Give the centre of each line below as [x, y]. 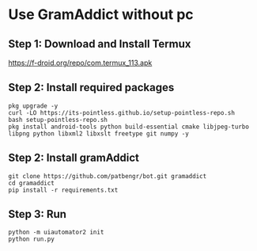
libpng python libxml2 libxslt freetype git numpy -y [99, 133]
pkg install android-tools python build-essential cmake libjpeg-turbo [128, 127]
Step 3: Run [38, 214]
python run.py [32, 239]
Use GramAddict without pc [101, 15]
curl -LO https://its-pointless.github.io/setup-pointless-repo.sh [122, 112]
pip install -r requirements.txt [63, 190]
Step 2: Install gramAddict [74, 158]
